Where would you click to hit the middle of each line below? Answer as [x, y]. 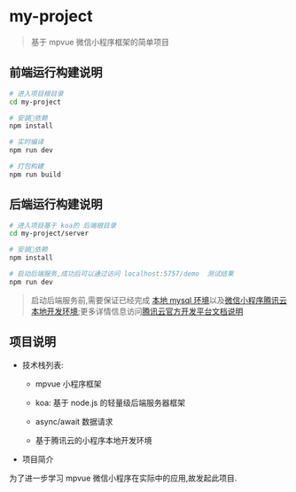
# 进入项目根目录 [36, 94]
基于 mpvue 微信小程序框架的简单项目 [100, 42]
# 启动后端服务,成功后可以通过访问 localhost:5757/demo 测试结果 [121, 274]
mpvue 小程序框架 [68, 384]
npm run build [35, 175]
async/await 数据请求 [74, 421]
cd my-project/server [49, 234]
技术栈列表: [43, 364]
